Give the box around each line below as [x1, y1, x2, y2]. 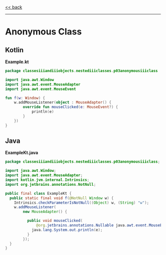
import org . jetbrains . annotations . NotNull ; [5, 182, 96, 187]
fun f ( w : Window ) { [5, 95, 45, 100]
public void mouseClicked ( [27, 218, 83, 223]
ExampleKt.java [5, 150, 39, 156]
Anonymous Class [5, 26, 82, 38]
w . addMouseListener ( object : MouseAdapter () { [14, 100, 112, 105]
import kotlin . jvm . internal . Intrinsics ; [5, 177, 90, 182]
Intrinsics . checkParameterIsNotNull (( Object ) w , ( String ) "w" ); [14, 200, 149, 205]
